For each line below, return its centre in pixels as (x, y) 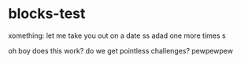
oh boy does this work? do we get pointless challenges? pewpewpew (121, 50)
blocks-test (47, 14)
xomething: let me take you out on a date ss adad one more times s (117, 35)
